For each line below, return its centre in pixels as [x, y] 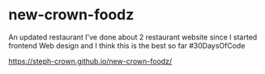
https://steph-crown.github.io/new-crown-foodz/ [90, 61]
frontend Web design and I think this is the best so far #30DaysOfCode [127, 45]
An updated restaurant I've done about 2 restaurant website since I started [133, 37]
